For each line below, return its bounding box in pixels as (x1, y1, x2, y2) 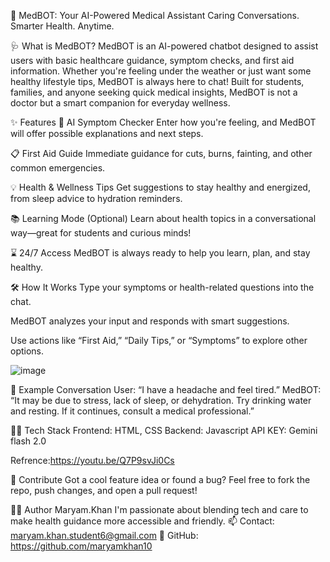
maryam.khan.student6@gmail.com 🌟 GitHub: (10, 530, 199, 541)
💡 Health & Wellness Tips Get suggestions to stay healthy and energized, (10, 181, 311, 193)
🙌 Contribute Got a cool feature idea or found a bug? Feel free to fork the (10, 474, 311, 485)
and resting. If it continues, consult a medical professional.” (10, 405, 255, 417)
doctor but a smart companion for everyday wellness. (10, 97, 231, 109)
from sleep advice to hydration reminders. (10, 193, 183, 204)
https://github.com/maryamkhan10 (10, 540, 153, 552)
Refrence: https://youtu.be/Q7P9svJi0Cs (10, 455, 175, 466)
